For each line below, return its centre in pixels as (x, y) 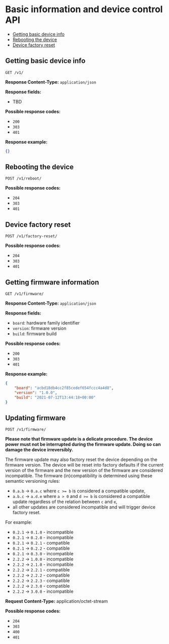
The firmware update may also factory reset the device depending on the (81, 459)
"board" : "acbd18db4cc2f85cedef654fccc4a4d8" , (64, 388)
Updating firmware (36, 418)
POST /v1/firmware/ (26, 430)
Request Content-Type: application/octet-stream (57, 601)
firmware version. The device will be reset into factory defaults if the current (84, 465)
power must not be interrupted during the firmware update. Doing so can (83, 444)
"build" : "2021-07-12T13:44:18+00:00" (55, 397)
